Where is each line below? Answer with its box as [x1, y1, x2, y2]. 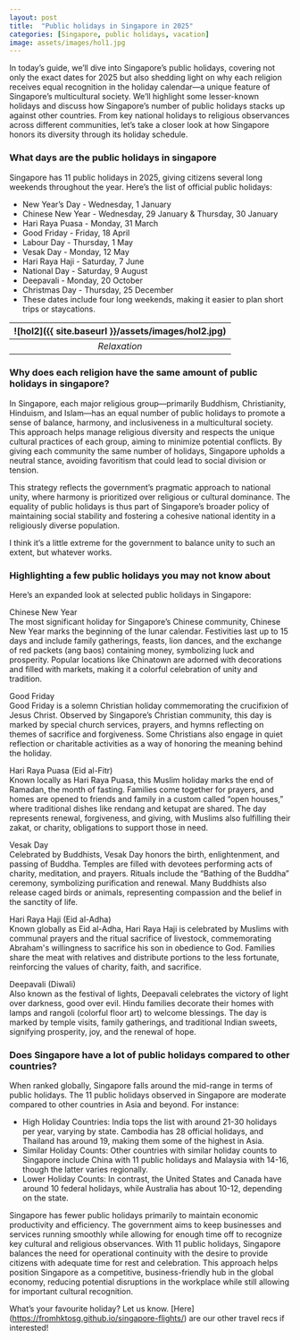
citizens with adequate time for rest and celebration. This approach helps [9, 1258, 279, 1268]
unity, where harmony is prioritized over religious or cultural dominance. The [9, 491, 291, 502]
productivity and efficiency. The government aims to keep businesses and [9, 1219, 282, 1231]
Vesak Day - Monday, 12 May [21, 246, 129, 257]
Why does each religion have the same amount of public [9, 366, 258, 379]
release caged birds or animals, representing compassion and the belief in [9, 887, 283, 898]
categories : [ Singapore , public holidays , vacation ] [9, 30, 210, 38]
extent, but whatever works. [9, 547, 112, 558]
